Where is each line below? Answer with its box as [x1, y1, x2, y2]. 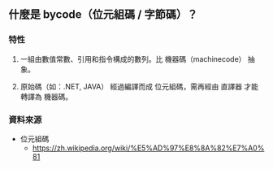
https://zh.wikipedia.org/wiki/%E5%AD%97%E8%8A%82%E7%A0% [32, 143, 265, 153]
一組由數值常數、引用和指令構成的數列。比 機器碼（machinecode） [19, 54, 246, 63]
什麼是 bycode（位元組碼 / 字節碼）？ [8, 7, 198, 22]
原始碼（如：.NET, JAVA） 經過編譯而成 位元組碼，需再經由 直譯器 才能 [19, 81, 258, 91]
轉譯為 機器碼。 [19, 92, 73, 102]
